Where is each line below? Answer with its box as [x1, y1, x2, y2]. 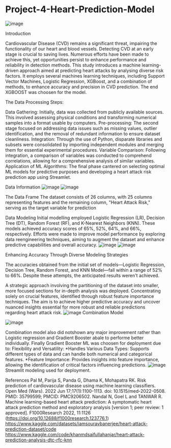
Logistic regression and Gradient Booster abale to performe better [5, 335, 144, 341]
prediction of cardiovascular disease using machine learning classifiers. [5, 382, 156, 389]
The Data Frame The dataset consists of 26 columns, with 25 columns [5, 194, 153, 200]
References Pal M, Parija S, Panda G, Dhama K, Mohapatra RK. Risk [5, 377, 147, 383]
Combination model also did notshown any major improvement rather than [5, 329, 161, 335]
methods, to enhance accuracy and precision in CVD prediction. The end [5, 83, 158, 90]
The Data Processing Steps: [5, 99, 64, 105]
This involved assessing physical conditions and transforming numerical [5, 114, 157, 121]
